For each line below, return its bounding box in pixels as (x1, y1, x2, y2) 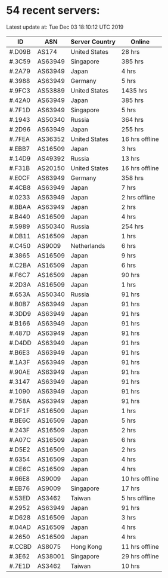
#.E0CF (9, 174, 30, 182)
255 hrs (121, 125, 144, 133)
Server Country (70, 37, 116, 45)
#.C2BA (9, 261, 31, 269)
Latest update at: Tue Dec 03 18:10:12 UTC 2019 (6, 23, 124, 30)
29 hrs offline (121, 552, 159, 560)
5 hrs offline (121, 494, 155, 502)
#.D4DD (9, 339, 32, 347)
